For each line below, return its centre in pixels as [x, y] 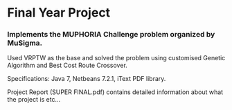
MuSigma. [25, 43]
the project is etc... [34, 100]
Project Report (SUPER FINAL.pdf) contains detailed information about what [115, 92]
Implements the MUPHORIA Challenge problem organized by [111, 35]
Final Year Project [59, 13]
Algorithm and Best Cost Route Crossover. [68, 65]
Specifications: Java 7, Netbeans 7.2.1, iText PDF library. [87, 79]
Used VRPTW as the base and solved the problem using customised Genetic [116, 58]
